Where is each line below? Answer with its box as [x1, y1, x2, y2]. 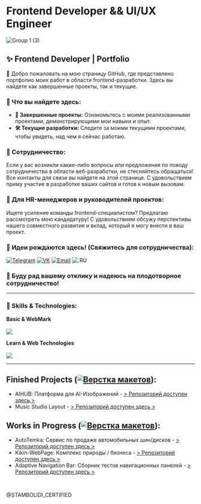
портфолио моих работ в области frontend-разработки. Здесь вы [6, 76, 173, 83]
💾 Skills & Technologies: [6, 302, 78, 310]
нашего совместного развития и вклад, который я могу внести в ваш [6, 221, 184, 229]
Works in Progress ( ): [6, 420, 160, 430]
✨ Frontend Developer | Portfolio [6, 54, 130, 64]
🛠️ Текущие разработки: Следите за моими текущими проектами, [14, 125, 187, 132]
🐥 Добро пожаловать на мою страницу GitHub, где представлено [6, 70, 174, 77]
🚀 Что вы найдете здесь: [6, 98, 81, 106]
